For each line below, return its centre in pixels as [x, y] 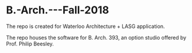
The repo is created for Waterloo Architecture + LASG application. [85, 26]
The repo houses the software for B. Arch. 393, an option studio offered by [96, 37]
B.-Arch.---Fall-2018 [58, 10]
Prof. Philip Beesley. [30, 44]
